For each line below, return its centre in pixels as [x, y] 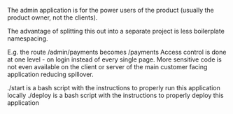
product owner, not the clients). [52, 17]
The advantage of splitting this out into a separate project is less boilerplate [116, 31]
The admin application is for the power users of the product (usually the [111, 10]
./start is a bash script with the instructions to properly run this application [114, 88]
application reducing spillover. [51, 74]
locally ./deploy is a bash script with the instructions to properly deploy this [115, 95]
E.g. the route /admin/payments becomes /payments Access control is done [117, 52]
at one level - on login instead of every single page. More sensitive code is [114, 59]
